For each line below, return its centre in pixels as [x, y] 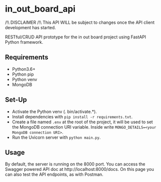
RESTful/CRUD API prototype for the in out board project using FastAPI [76, 37]
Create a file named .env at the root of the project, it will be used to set [82, 122]
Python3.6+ [24, 69]
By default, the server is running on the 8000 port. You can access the [75, 164]
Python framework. [24, 42]
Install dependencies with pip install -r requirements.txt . [72, 116]
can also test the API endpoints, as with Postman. [54, 174]
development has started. [30, 27]
